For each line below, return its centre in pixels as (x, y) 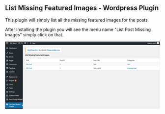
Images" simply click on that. (34, 34)
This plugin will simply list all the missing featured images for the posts (77, 20)
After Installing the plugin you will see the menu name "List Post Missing (78, 29)
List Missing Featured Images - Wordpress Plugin (82, 8)
